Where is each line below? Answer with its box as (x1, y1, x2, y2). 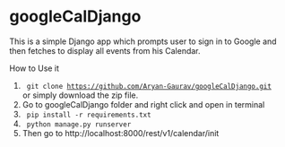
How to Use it (9, 63, 60, 73)
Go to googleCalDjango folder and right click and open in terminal (22, 99, 265, 109)
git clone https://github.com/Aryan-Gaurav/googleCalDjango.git (26, 82, 272, 91)
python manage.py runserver (26, 119, 132, 129)
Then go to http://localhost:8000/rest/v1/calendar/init (22, 127, 220, 138)
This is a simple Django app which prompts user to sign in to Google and (9, 36, 277, 47)
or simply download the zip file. (22, 90, 139, 100)
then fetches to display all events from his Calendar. (9, 45, 201, 56)
